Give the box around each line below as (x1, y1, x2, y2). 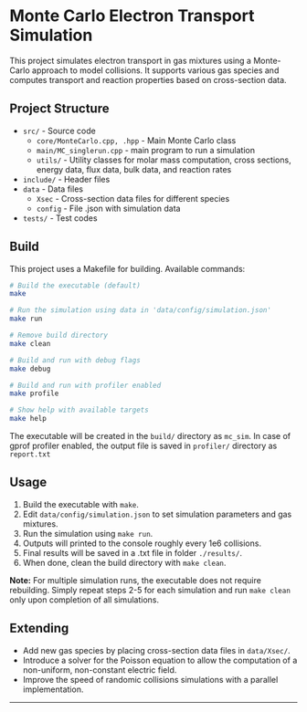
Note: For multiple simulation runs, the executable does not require (9, 574, 262, 585)
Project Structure (9, 101, 110, 117)
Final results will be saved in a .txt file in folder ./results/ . (22, 547, 242, 558)
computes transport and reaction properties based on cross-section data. (9, 74, 287, 85)
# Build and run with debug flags (9, 355, 142, 365)
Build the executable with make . (22, 498, 140, 509)
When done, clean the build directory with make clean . (22, 557, 227, 568)
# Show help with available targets (9, 405, 149, 415)
